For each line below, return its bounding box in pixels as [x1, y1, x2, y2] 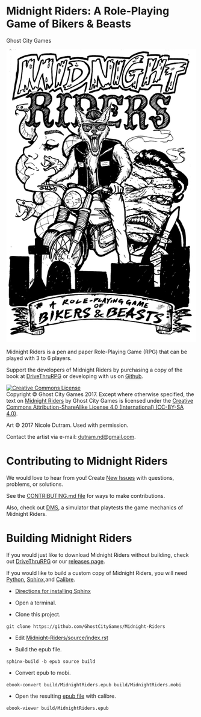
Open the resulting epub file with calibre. [14, 692, 116, 700]
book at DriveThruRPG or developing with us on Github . [6, 372, 143, 380]
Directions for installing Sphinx [14, 587, 91, 594]
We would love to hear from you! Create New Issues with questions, [6, 474, 175, 481]
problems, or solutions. [6, 480, 63, 488]
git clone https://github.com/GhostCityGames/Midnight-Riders [6, 623, 165, 630]
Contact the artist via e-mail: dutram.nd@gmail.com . [6, 433, 137, 440]
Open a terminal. [14, 599, 57, 606]
